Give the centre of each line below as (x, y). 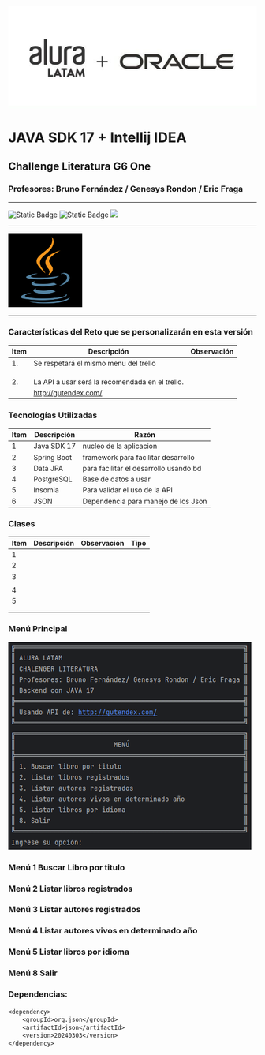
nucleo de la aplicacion (120, 446)
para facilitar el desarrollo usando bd (142, 468)
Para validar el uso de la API (128, 490)
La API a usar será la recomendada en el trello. (108, 382)
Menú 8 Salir (33, 973)
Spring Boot (53, 457)
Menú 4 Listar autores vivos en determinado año (103, 931)
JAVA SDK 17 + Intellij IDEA (97, 137)
